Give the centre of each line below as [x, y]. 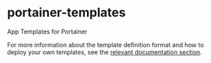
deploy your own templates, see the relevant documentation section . [104, 52]
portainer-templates [67, 13]
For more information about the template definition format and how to [106, 45]
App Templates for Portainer [47, 32]
